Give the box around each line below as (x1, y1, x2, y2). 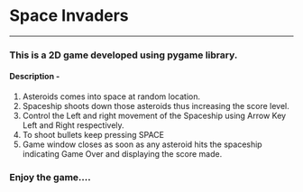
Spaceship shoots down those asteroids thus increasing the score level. (22, 101, 290, 112)
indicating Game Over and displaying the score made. (22, 149, 223, 160)
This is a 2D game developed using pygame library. (9, 49, 238, 61)
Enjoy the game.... (9, 170, 92, 183)
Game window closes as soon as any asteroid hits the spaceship (22, 139, 263, 150)
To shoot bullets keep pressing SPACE (22, 130, 165, 141)
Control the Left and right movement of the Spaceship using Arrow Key (22, 110, 287, 122)
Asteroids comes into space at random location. (22, 91, 201, 102)
